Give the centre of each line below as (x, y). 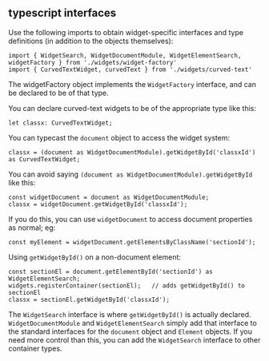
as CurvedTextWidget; (44, 159)
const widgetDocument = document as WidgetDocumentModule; (109, 197)
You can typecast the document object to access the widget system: (119, 137)
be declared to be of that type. (59, 93)
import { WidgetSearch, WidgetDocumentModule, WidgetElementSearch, (125, 55)
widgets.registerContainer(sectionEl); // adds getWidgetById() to (127, 286)
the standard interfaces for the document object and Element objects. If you (130, 331)
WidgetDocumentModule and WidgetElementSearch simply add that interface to (133, 323)
